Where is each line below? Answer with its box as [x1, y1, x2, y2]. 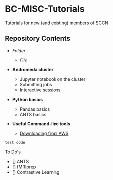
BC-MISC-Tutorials [5, 3, 85, 15]
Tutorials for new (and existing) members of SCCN [5, 20, 108, 26]
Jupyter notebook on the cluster [19, 76, 86, 82]
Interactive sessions [19, 87, 61, 93]
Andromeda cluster [12, 66, 54, 72]
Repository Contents [5, 34, 71, 43]
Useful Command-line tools [12, 120, 71, 127]
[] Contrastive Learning [12, 169, 60, 175]
